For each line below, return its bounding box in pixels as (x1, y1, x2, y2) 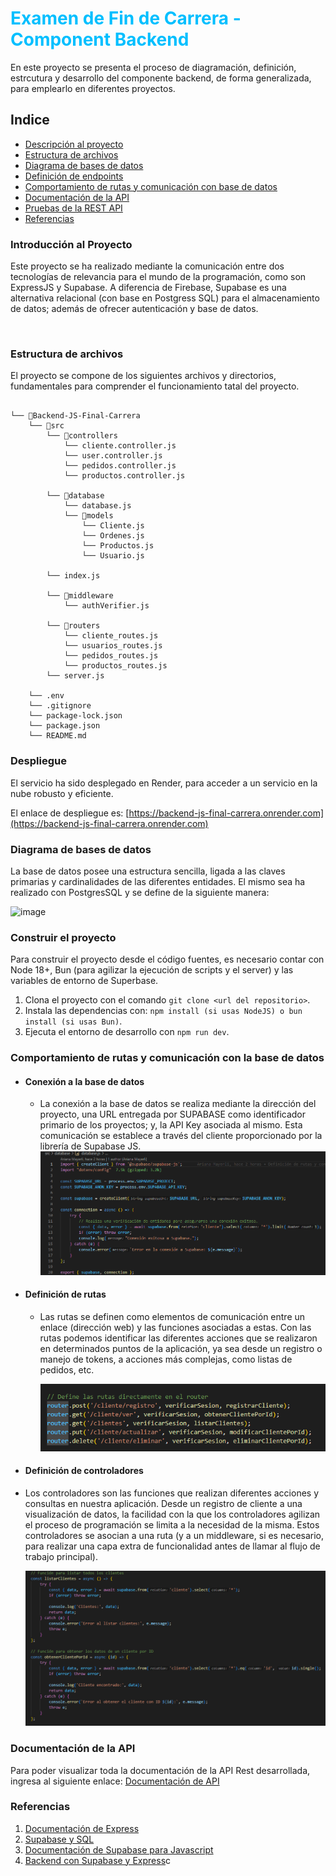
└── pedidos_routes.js (63, 651, 159, 661)
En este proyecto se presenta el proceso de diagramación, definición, (10, 61, 297, 73)
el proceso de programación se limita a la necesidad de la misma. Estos (24, 1519, 320, 1531)
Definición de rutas (24, 1288, 107, 1301)
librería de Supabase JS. (39, 1140, 142, 1152)
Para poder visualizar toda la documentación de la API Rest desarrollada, (10, 1764, 311, 1776)
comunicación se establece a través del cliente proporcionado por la (39, 1130, 323, 1142)
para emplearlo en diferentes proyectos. (10, 82, 176, 94)
